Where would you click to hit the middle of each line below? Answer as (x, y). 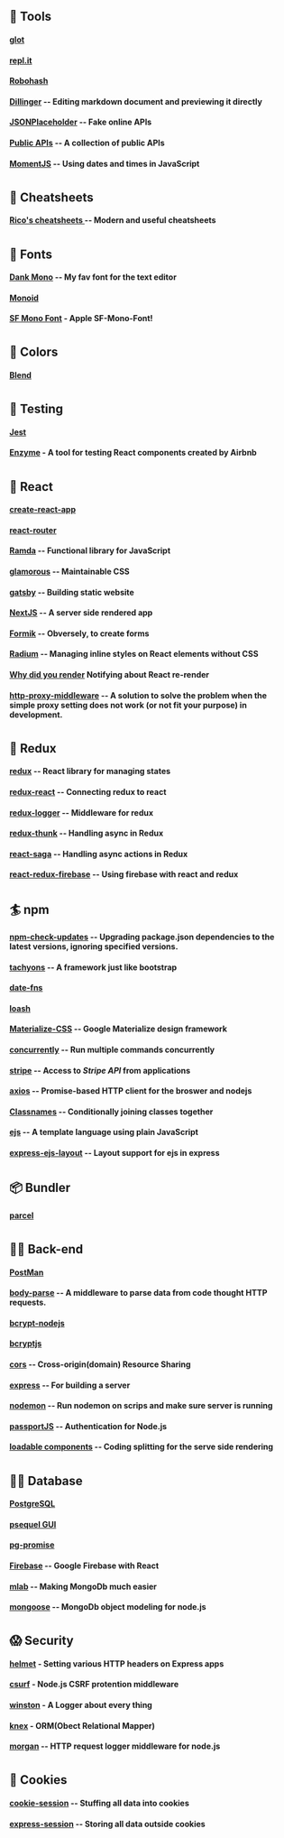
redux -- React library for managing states (90, 771)
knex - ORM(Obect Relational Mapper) (82, 1725)
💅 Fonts (31, 254)
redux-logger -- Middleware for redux (82, 812)
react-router (33, 530)
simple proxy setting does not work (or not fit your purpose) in (128, 705)
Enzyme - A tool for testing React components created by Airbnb (133, 453)
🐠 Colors (34, 352)
